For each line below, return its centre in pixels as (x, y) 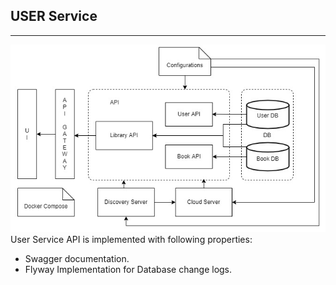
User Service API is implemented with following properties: (131, 240)
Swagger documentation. (77, 259)
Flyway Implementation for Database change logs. (128, 270)
